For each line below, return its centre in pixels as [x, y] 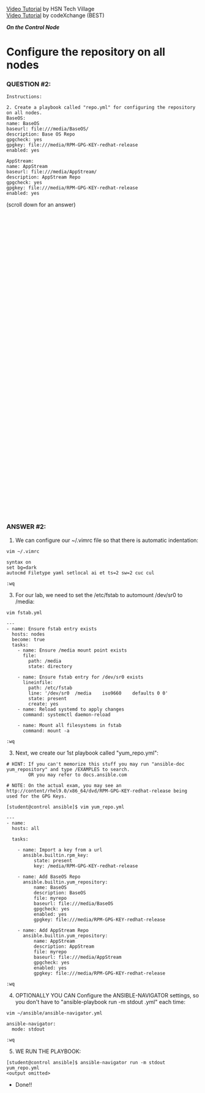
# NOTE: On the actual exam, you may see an [64, 785]
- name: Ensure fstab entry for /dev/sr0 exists [80, 677]
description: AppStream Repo [43, 177]
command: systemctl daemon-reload [67, 714]
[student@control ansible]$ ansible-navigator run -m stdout [86, 1062]
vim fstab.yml [24, 612]
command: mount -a [46, 731]
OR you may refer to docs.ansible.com [78, 775]
